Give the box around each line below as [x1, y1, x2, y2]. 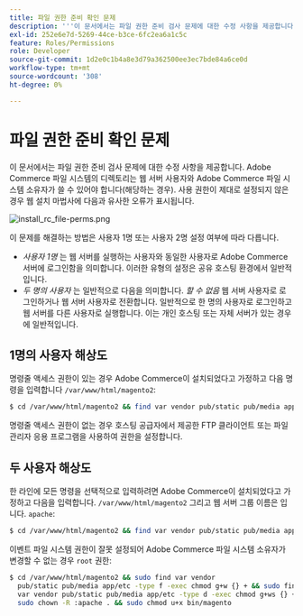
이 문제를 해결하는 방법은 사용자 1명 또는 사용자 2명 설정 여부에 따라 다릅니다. [9, 232, 280, 243]
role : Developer [9, 47, 70, 56]
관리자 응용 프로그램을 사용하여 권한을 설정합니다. [9, 431, 183, 442]
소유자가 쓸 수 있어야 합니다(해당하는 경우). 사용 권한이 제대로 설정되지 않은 [25, 184, 289, 195]
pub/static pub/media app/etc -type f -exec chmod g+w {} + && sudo [17, 581, 280, 591]
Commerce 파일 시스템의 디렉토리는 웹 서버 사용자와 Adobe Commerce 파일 [9, 172, 281, 183]
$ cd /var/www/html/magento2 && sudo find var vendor [9, 573, 216, 582]
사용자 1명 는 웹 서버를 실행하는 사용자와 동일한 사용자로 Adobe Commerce [22, 251, 289, 262]
